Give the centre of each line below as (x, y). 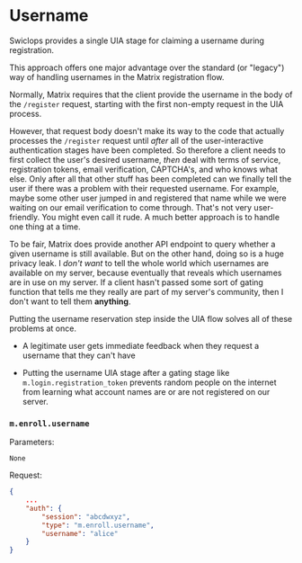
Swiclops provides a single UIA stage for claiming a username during (137, 40)
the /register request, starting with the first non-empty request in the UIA (147, 103)
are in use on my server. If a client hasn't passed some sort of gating (136, 282)
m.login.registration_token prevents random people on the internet (149, 382)
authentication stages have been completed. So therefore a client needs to (147, 150)
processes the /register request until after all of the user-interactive (136, 140)
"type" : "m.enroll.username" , (98, 525)
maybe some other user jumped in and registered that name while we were (148, 198)
